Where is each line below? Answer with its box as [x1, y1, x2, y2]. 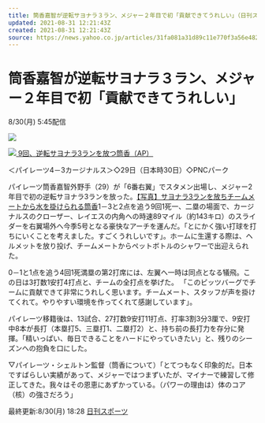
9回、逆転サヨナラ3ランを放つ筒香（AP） [17, 149, 154, 158]
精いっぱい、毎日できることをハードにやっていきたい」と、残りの [24, 334, 239, 343]
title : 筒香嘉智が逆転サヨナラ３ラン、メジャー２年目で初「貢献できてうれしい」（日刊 [8, 11, 252, 20]
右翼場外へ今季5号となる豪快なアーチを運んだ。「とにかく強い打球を [28, 221, 250, 231]
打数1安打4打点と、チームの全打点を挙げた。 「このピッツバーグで [32, 277, 250, 288]
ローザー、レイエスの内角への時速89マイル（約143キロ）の [42, 212, 236, 221]
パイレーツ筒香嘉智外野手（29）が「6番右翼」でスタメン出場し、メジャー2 [8, 182, 253, 191]
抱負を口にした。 [35, 343, 91, 353]
